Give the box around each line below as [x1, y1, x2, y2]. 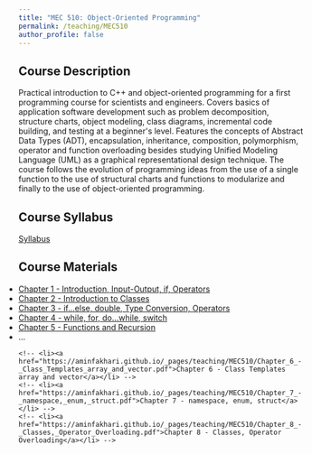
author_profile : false [18, 30, 104, 39]
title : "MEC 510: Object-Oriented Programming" [18, 13, 202, 23]
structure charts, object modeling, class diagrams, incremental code [18, 116, 273, 127]
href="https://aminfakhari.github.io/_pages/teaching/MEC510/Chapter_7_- [18, 388, 303, 397]
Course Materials [18, 259, 118, 275]
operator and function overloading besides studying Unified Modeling [18, 145, 279, 156]
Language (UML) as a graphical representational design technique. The [18, 154, 285, 165]
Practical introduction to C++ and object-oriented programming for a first [18, 88, 291, 98]
